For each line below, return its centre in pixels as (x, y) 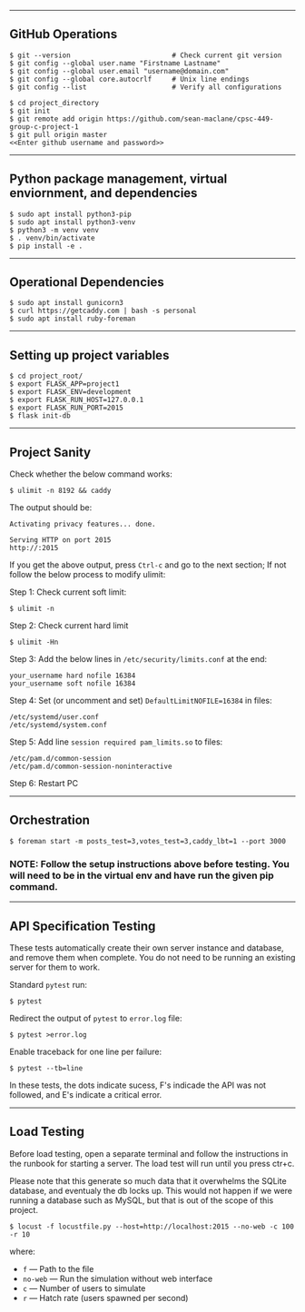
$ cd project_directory (54, 103)
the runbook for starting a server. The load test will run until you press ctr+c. (152, 1163)
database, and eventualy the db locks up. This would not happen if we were (151, 1190)
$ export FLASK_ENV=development (70, 392)
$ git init (30, 111)
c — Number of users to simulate (84, 1288)
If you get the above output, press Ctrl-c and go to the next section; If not (148, 565)
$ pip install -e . (46, 246)
